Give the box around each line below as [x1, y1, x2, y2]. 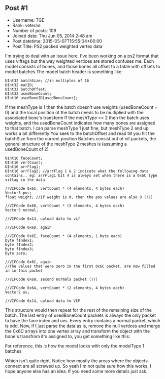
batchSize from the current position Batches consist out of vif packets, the [5, 135, 156, 141]
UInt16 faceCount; [5, 156, 43, 161]
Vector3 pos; [5, 190, 32, 195]
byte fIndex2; [5, 242, 34, 247]
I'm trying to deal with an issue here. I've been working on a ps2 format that [5, 53, 159, 59]
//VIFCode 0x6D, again [5, 225, 52, 230]
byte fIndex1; [5, 238, 34, 243]
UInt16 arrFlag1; [5, 164, 41, 169]
